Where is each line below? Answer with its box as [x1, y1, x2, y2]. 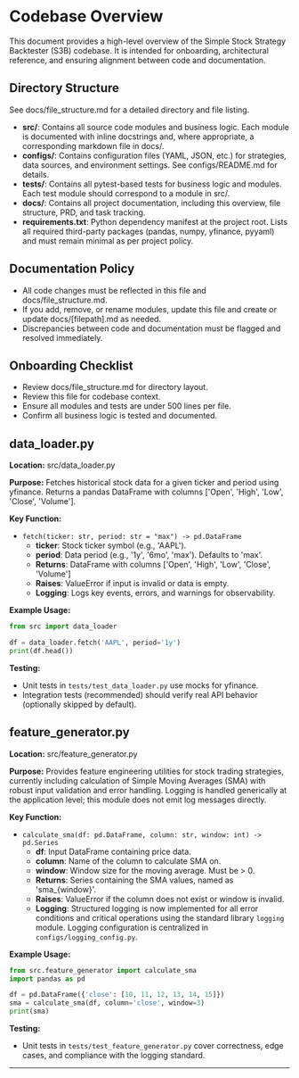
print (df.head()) [9, 646, 74, 655]
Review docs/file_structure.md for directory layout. [21, 382, 208, 393]
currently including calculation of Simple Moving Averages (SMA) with [9, 775, 266, 786]
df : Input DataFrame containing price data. [35, 846, 191, 857]
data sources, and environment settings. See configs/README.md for [21, 159, 278, 170]
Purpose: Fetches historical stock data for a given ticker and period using [9, 477, 279, 488]
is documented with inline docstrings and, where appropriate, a [21, 131, 255, 142]
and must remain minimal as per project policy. [21, 235, 194, 246]
